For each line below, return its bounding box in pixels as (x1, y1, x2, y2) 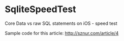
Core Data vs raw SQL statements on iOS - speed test (5, 20, 117, 26)
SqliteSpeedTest (5, 4, 76, 15)
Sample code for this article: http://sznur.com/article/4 (5, 30, 119, 36)
